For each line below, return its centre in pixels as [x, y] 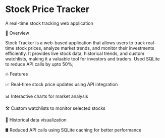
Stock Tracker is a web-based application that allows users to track [75, 43]
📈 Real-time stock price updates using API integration [62, 84]
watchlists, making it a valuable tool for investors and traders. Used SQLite [82, 58]
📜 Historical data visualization [36, 120]
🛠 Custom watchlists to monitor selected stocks [56, 108]
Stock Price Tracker [47, 9]
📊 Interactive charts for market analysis [47, 96]
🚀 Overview [17, 33]
